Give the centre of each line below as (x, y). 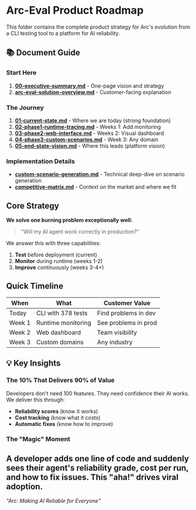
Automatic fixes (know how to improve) (64, 424)
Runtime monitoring (64, 323)
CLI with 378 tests (62, 313)
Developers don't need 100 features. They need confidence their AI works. (98, 393)
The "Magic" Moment (38, 439)
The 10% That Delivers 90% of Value (60, 381)
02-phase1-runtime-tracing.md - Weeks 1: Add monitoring (88, 126)
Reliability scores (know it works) (56, 411)
